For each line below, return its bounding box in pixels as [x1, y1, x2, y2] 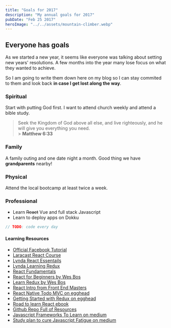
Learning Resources [5, 235, 49, 241]
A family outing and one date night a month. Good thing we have [5, 155, 141, 161]
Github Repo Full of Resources [12, 307, 77, 313]
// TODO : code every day [5, 224, 58, 230]
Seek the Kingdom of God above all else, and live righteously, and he [17, 120, 163, 126]
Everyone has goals [5, 40, 70, 49]
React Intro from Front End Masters [12, 285, 87, 291]
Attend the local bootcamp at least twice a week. [5, 185, 108, 191]
